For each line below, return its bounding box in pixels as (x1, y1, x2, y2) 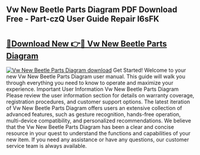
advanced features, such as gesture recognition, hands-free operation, (6, 111, 181, 118)
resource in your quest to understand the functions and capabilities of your (6, 130, 191, 137)
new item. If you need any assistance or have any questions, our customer (6, 136, 189, 143)
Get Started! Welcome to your (113, 67, 186, 74)
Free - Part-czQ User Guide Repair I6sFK (6, 14, 159, 24)
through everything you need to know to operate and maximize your (6, 80, 174, 86)
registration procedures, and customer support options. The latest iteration (6, 98, 190, 105)
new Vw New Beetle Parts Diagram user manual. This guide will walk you (6, 73, 186, 80)
